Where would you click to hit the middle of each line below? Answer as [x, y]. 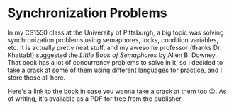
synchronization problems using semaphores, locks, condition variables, [113, 39]
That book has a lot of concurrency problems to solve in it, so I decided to [115, 62]
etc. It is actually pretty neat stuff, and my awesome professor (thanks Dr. [115, 47]
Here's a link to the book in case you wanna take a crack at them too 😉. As [117, 91]
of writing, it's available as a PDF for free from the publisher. [95, 98]
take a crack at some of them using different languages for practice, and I [115, 70]
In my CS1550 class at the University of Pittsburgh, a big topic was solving [116, 32]
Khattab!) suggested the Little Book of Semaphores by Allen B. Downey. [112, 55]
